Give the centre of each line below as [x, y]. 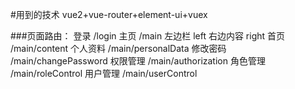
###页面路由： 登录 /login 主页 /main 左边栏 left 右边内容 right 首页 [148, 36]
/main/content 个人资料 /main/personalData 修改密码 [118, 48]
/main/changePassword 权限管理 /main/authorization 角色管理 [138, 61]
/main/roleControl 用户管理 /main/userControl [104, 73]
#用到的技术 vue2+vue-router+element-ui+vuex [109, 14]
